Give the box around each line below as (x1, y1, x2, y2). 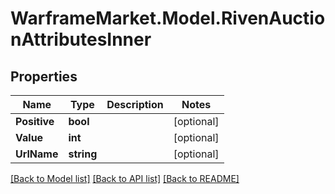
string (68, 147, 98, 161)
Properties (10, 68, 78, 85)
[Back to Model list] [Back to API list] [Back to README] (10, 173, 240, 184)
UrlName (15, 147, 59, 161)
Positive (15, 115, 55, 128)
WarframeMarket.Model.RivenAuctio (10, 7, 326, 30)
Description (106, 98, 164, 111)
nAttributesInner (10, 28, 152, 51)
